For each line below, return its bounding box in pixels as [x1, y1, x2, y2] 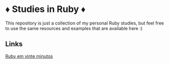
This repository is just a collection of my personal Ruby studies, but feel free [5, 20, 164, 26]
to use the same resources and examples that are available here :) [5, 25, 143, 31]
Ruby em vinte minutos [5, 53, 53, 59]
